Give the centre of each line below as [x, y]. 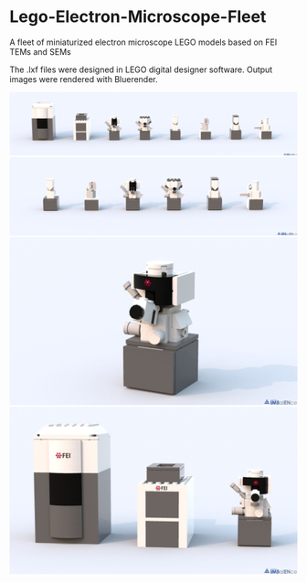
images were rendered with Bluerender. [84, 79]
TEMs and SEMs [40, 51]
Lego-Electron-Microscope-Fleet [138, 17]
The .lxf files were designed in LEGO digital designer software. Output [141, 69]
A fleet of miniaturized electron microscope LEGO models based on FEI [143, 42]
